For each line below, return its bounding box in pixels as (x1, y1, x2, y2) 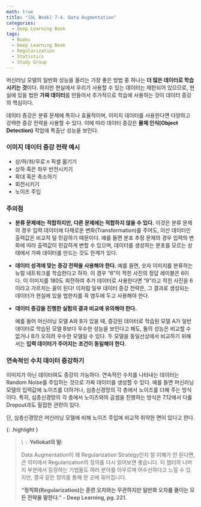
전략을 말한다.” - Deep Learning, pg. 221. (26, 494, 127, 502)
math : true (6, 8, 34, 15)
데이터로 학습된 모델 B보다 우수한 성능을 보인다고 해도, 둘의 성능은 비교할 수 (14, 325, 191, 332)
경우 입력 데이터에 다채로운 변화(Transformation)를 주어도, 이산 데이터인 (21, 226, 191, 234)
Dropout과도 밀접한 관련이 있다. (6, 401, 81, 408)
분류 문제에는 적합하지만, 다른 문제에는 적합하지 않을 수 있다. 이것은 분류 (14, 219, 182, 226)
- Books (11, 37, 31, 43)
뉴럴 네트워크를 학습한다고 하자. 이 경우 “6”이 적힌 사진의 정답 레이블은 (14, 270, 180, 277)
